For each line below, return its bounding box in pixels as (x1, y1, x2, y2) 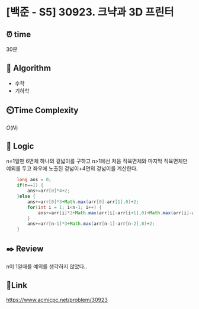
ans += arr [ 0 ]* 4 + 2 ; (27, 188, 70, 194)
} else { (17, 194, 36, 199)
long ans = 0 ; (17, 177, 52, 183)
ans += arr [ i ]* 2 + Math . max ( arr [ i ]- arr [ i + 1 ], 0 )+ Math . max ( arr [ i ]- (37, 210, 192, 216)
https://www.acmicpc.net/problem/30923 (6, 296, 108, 303)
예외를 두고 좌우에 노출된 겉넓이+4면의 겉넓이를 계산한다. (6, 165, 138, 172)
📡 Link (6, 281, 28, 291)
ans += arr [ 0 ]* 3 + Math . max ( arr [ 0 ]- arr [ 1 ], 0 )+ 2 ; (27, 199, 139, 205)
